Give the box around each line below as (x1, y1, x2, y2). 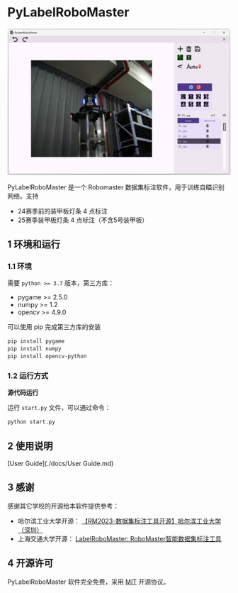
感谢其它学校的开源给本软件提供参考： (7, 501, 119, 510)
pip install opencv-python (7, 353, 87, 360)
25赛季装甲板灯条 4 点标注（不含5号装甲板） (17, 216, 149, 224)
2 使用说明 (7, 440, 53, 452)
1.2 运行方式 (7, 370, 49, 380)
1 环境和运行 (7, 238, 61, 250)
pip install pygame (7, 338, 65, 345)
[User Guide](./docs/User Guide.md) (7, 459, 114, 467)
